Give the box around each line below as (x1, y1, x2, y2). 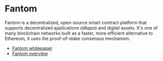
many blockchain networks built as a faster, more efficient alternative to (5, 30, 153, 36)
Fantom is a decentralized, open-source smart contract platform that (5, 19, 147, 25)
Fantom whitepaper (12, 45, 53, 51)
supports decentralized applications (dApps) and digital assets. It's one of (5, 24, 158, 30)
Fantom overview (12, 50, 48, 56)
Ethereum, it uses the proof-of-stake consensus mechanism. (5, 35, 131, 41)
